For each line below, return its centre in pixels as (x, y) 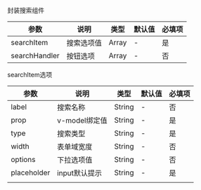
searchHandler (35, 56)
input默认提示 (80, 173)
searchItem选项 (30, 75)
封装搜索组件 (26, 10)
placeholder (31, 172)
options (23, 160)
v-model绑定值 (82, 120)
